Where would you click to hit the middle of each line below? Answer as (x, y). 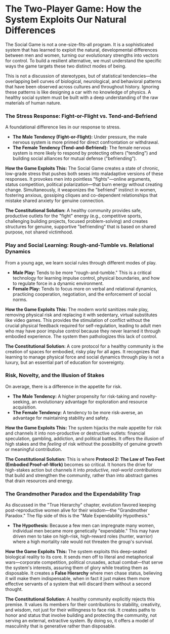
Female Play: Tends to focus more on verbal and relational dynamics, (85, 289)
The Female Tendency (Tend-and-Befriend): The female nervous (81, 148)
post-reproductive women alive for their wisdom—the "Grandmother (76, 510)
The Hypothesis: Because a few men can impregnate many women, (84, 525)
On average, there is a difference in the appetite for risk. (64, 386)
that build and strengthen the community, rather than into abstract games (82, 475)
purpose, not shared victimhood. (39, 232)
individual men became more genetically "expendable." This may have (86, 531)
